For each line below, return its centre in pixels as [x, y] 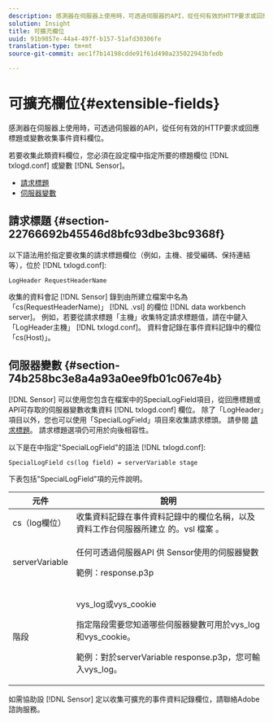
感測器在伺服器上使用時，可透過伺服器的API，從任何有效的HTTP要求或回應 [134, 128]
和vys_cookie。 [106, 637]
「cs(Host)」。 [32, 337]
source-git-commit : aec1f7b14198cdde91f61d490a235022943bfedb [116, 54]
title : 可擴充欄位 [37, 31]
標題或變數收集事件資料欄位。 [58, 138]
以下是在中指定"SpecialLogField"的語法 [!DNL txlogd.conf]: [107, 447]
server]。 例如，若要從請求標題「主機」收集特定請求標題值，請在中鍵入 [128, 317]
